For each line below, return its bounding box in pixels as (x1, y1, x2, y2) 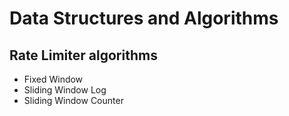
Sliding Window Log (23, 84, 107, 96)
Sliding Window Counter (23, 95, 124, 106)
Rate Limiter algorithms (9, 47, 158, 64)
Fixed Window (23, 73, 84, 85)
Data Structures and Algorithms (9, 7, 279, 30)
